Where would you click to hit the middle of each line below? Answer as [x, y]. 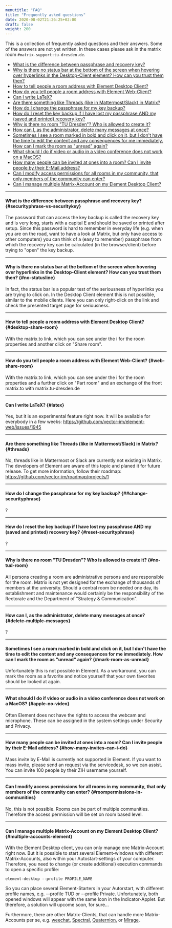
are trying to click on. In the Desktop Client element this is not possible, [80, 294]
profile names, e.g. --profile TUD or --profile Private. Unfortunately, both [82, 894]
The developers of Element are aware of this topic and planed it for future [83, 466]
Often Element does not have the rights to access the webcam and [76, 715]
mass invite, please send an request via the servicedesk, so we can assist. [84, 765]
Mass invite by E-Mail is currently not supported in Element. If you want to [83, 759]
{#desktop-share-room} [32, 327]
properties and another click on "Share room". [54, 344]
